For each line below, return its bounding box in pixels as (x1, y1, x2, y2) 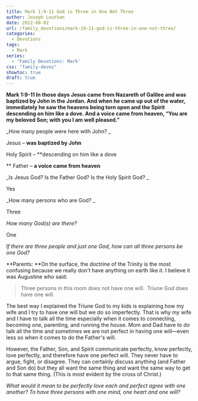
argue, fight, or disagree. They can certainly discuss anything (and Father (6, 358, 186, 365)
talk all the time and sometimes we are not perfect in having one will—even (6, 327, 190, 335)
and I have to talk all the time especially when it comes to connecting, (6, 315, 176, 322)
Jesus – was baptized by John (6, 139, 82, 147)
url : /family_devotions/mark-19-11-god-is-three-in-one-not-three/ (6, 25, 177, 31)
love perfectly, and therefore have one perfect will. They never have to (6, 352, 178, 359)
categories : (6, 31, 36, 37)
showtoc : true (6, 69, 41, 75)
